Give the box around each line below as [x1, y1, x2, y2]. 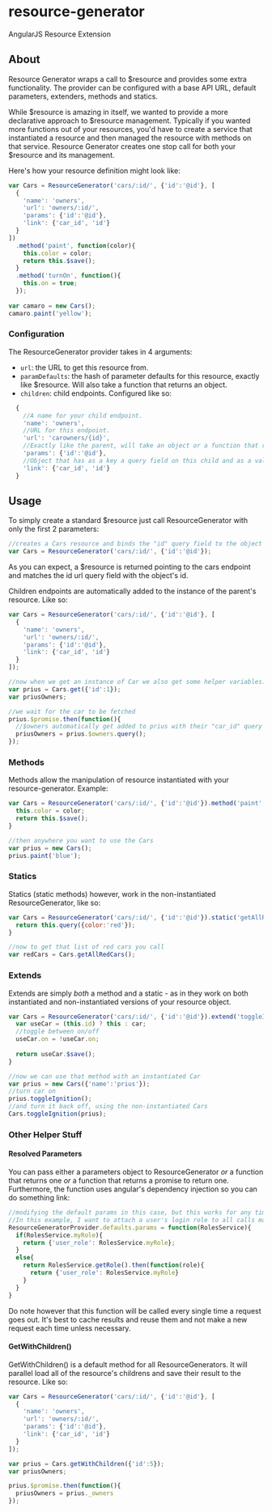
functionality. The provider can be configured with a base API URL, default [8, 83, 257, 92]
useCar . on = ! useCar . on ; [15, 1035, 100, 1043]
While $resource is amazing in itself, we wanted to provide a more [8, 107, 228, 117]
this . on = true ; [23, 279, 79, 287]
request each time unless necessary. [8, 1323, 131, 1333]
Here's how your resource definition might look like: [8, 165, 181, 176]
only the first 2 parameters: [8, 525, 100, 534]
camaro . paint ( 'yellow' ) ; [8, 309, 92, 317]
